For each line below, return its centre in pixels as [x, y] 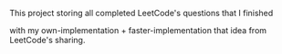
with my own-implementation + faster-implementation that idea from [138, 30]
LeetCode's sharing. [47, 40]
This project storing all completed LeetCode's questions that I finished [141, 13]
